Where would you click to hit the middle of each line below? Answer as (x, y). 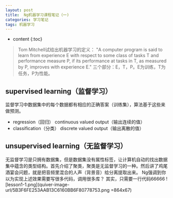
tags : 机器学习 (20, 24)
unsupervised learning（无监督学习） (66, 146)
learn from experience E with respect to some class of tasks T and (88, 56)
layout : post (19, 10)
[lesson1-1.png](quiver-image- (37, 184)
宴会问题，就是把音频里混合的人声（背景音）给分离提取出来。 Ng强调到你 (88, 172)
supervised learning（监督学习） (59, 91)
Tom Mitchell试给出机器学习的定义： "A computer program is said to (90, 50)
